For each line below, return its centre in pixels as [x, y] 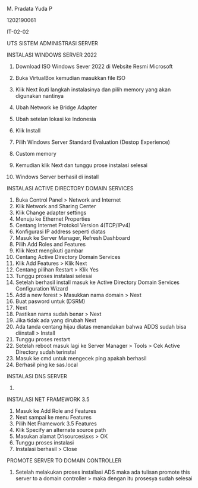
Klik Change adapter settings [51, 212]
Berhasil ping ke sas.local [46, 365]
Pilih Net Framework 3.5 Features [56, 424]
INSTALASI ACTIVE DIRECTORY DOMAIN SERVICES [70, 188]
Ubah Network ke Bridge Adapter [56, 107]
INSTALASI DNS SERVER [37, 376]
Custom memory [36, 154]
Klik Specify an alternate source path [61, 430]
